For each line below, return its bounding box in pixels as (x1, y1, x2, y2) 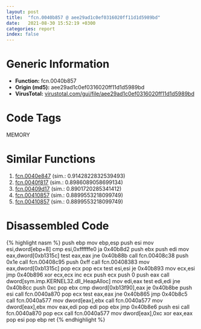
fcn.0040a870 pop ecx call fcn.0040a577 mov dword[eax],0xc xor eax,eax (6, 309, 193, 317)
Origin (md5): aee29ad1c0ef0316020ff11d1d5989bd (14, 84, 145, 91)
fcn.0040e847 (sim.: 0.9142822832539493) (14, 172, 126, 179)
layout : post (6, 8, 39, 15)
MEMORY (6, 131, 30, 138)
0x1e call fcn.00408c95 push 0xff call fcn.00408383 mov (6, 258, 150, 266)
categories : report (6, 25, 56, 32)
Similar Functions (6, 152, 95, 166)
